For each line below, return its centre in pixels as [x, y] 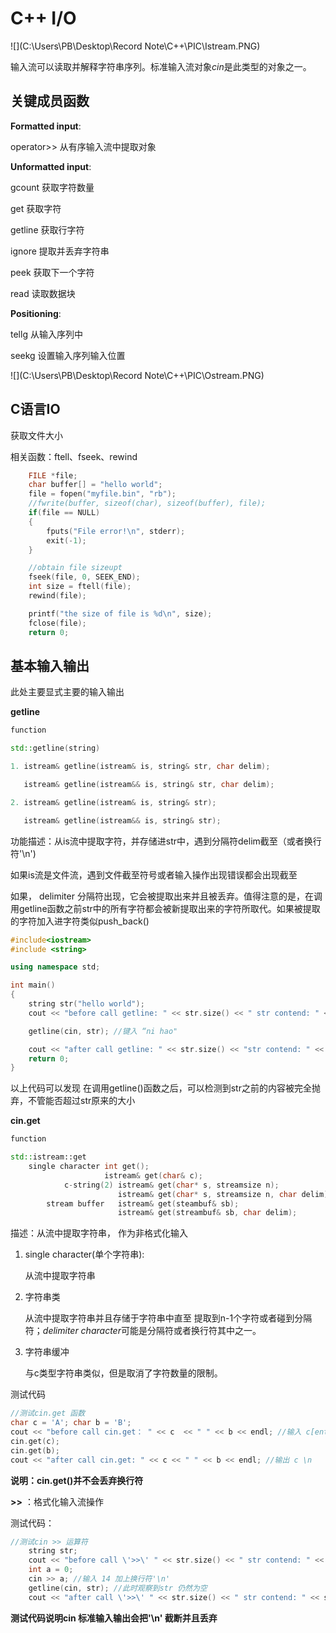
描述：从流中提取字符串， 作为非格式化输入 [99, 1233]
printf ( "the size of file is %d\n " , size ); [120, 613]
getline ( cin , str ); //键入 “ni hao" [103, 1031]
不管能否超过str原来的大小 [81, 1101]
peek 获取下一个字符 [52, 272]
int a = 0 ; [51, 1570]
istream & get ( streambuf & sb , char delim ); [207, 1213]
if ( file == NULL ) [64, 513]
